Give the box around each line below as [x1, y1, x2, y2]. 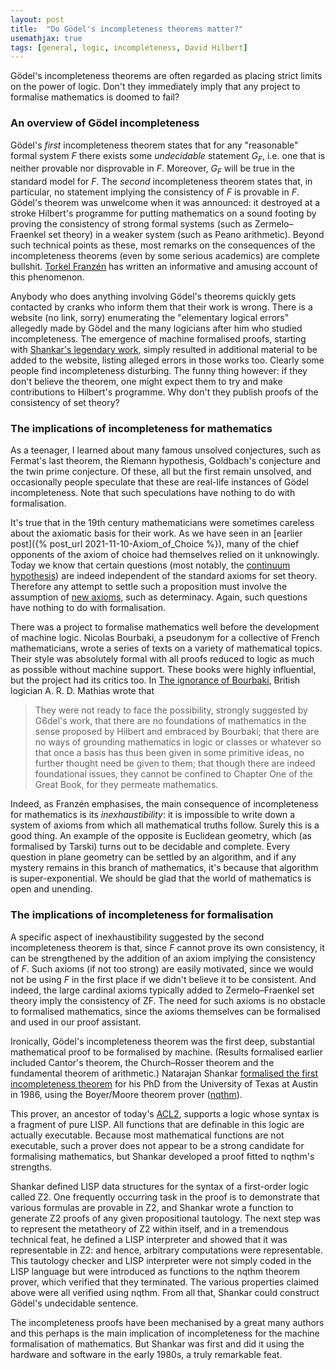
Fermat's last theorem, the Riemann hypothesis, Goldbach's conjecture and [10, 455, 321, 467]
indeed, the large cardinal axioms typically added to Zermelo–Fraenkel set [10, 984, 315, 996]
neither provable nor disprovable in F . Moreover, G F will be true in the [10, 162, 295, 177]
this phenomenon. [10, 271, 85, 283]
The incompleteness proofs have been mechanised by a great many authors [10, 1316, 325, 1328]
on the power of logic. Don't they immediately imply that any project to [10, 81, 301, 93]
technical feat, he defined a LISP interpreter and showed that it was [10, 1233, 288, 1245]
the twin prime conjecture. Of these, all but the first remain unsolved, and [10, 466, 312, 478]
